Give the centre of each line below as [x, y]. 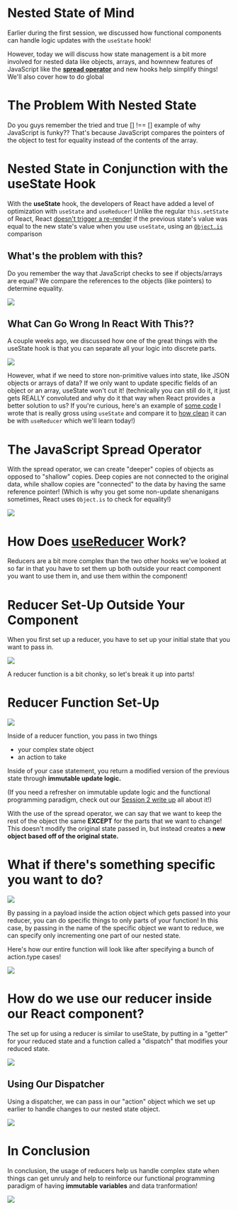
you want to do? [56, 880]
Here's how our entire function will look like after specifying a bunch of [111, 949]
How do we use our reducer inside [110, 999]
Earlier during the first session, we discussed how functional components [114, 33]
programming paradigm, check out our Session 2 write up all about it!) [110, 800]
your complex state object [56, 750]
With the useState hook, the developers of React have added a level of [111, 203]
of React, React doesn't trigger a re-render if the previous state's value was [118, 219]
